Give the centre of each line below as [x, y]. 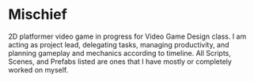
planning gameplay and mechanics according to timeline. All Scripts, [120, 53]
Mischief [38, 15]
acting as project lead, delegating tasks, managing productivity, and [119, 44]
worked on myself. [38, 69]
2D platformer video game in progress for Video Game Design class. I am [127, 36]
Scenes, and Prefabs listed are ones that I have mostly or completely [120, 61]
